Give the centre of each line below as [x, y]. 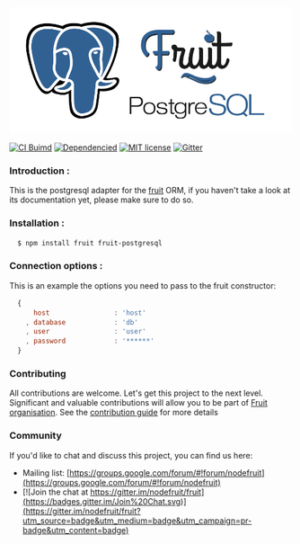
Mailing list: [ [46, 473]
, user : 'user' [86, 332]
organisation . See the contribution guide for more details [114, 413]
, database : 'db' [82, 322]
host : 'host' [89, 313]
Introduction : [40, 171]
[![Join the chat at [55, 492]
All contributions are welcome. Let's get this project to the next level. [136, 393]
